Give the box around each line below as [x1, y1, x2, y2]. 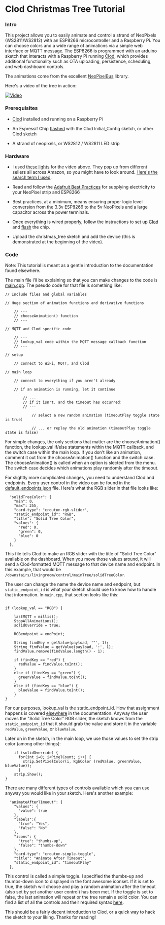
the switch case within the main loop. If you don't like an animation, [5, 449, 141, 455]
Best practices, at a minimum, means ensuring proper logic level [12, 199, 143, 205]
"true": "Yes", [18, 821, 50, 826]
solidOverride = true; [14, 623, 61, 628]
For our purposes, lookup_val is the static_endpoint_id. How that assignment [5, 705, 160, 711]
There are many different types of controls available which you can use [5, 785, 150, 791]
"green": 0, [18, 529, 43, 534]
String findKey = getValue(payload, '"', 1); [14, 640, 109, 645]
